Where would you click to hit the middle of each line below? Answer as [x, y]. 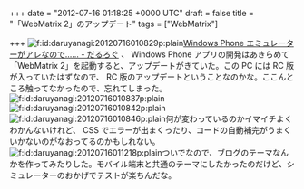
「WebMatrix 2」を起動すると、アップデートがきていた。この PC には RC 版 [152, 66]
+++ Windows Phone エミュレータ [152, 43]
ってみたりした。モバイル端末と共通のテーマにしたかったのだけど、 [160, 164]
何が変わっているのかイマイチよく [229, 118]
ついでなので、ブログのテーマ [217, 152]
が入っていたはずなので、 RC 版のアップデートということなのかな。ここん [148, 77]
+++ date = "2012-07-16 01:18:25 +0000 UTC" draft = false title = [132, 13]
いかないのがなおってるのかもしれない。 [85, 141]
